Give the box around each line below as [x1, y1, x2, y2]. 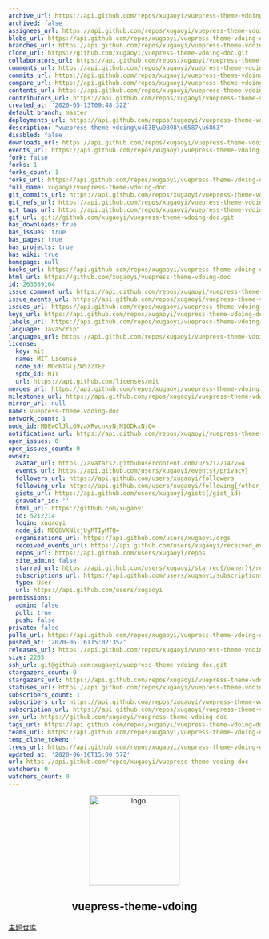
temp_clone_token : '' [8, 735, 81, 743]
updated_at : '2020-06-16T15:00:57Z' [8, 750, 130, 758]
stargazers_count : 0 [8, 668, 78, 677]
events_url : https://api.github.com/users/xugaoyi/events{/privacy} [15, 467, 249, 475]
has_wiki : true [8, 250, 59, 258]
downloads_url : [8, 138, 59, 147]
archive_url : [8, 11, 52, 20]
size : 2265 [8, 653, 45, 662]
